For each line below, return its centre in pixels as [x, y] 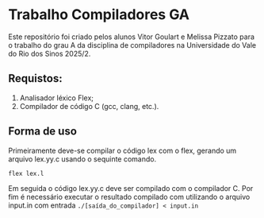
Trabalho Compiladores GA [99, 15]
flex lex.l [26, 173]
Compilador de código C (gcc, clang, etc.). [89, 106]
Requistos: [35, 78]
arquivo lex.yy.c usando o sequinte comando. [82, 159]
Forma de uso [43, 132]
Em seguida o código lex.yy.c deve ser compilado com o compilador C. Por [131, 188]
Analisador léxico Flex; [56, 98]
